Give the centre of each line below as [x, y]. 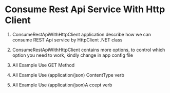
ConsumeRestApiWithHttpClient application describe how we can [82, 34]
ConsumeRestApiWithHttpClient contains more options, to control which [89, 50]
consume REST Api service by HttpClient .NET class [67, 40]
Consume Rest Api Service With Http [85, 9]
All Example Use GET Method [43, 65]
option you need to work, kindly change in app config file [72, 55]
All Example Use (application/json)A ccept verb [62, 85]
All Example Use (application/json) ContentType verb [68, 75]
